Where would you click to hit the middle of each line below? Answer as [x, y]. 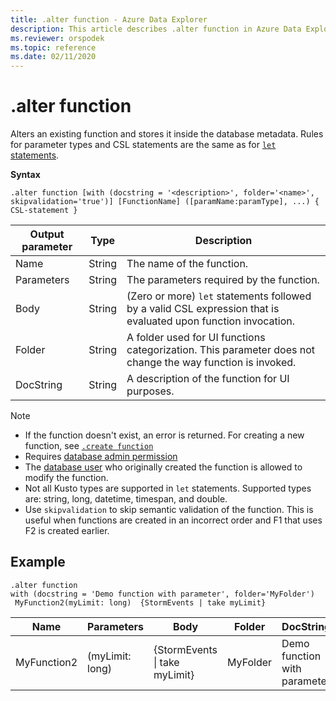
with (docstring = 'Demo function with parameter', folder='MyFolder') [162, 594]
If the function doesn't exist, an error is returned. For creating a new [164, 435]
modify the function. [66, 478]
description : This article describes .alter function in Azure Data [156, 29]
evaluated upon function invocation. [210, 321]
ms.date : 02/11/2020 [53, 57]
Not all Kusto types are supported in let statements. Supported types [168, 488]
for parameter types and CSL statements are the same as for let [143, 145]
